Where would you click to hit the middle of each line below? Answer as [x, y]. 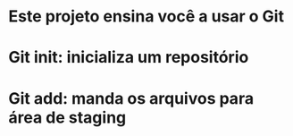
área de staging [67, 117]
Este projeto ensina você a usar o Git [146, 17]
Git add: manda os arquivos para [131, 98]
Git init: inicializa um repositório [129, 58]
